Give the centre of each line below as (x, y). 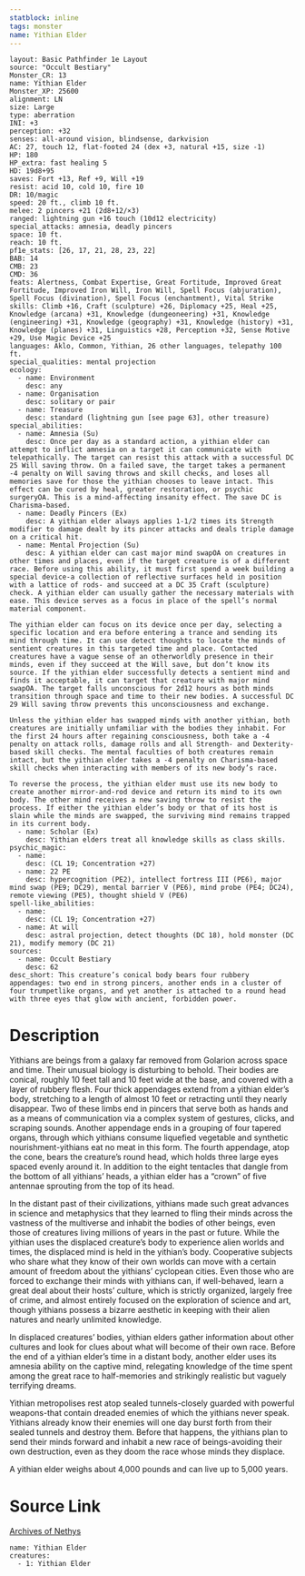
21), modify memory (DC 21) (63, 944)
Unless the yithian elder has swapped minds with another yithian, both (150, 721)
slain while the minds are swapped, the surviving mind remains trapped (150, 816)
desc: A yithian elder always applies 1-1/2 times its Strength (150, 521)
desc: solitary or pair (71, 402)
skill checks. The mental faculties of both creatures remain (153, 753)
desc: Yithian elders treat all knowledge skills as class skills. (156, 840)
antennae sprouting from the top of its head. (92, 1186)
